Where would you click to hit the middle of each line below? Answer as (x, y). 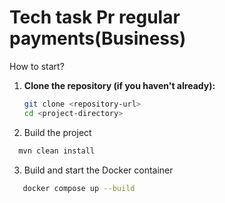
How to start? (37, 66)
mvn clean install (57, 151)
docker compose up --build (79, 188)
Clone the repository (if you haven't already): (119, 85)
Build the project (57, 132)
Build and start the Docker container (98, 170)
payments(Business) (98, 38)
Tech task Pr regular (95, 17)
